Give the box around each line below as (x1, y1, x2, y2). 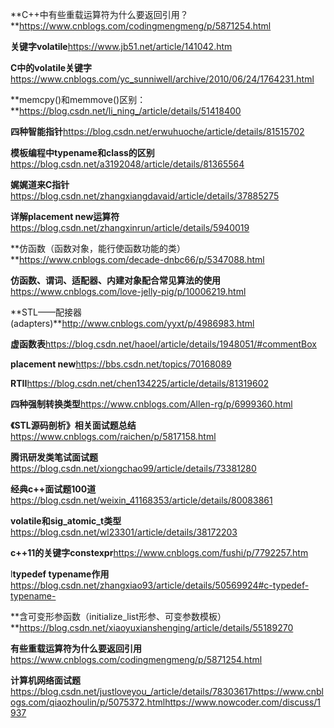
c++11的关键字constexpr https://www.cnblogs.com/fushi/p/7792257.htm (10, 547, 309, 558)
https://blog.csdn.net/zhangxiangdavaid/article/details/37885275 (10, 190, 280, 202)
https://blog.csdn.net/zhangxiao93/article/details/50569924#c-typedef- (10, 579, 310, 591)
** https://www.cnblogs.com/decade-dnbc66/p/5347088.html (10, 254, 265, 265)
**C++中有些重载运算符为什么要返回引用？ (10, 9, 189, 20)
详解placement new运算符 (10, 211, 120, 222)
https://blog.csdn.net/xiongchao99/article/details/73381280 (10, 463, 257, 474)
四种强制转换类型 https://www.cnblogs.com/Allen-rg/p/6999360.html (10, 398, 293, 410)
